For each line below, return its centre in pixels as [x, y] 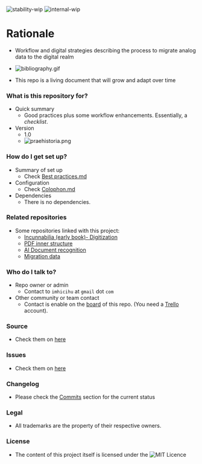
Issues [16, 355]
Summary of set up [39, 170]
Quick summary [35, 109]
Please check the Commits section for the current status [85, 397]
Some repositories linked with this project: [67, 230]
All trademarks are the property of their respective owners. [88, 426]
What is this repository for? [47, 95]
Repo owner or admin [42, 285]
